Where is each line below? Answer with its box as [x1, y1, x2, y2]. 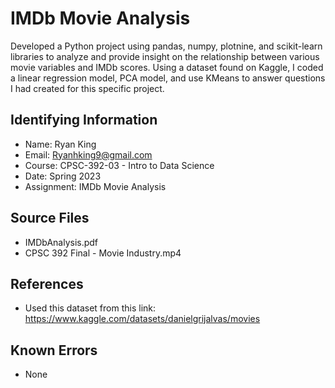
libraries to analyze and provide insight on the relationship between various [10, 50, 320, 62]
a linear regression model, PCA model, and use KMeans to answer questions [10, 72, 326, 84]
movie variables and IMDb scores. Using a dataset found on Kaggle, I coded [10, 61, 324, 73]
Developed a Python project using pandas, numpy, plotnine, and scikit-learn [10, 40, 323, 52]
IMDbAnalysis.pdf [24, 236, 99, 248]
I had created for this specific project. [10, 82, 165, 94]
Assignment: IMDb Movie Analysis [24, 180, 167, 192]
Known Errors [10, 342, 98, 359]
